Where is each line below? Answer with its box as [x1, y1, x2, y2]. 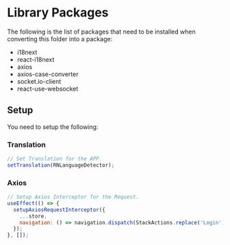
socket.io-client [16, 77, 62, 85]
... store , [19, 213, 48, 220]
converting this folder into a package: [7, 34, 113, 43]
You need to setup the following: [7, 122, 99, 131]
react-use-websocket [16, 84, 79, 93]
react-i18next [16, 55, 55, 63]
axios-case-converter [16, 70, 79, 78]
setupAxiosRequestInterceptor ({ [13, 206, 106, 213]
